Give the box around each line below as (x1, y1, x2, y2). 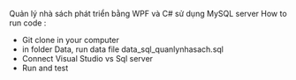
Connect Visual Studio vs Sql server (21, 54, 153, 63)
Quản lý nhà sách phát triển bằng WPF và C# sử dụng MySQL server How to (9, 9, 287, 18)
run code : (9, 18, 47, 28)
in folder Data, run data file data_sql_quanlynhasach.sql (21, 44, 224, 55)
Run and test (21, 62, 69, 73)
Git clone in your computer (21, 35, 119, 45)
